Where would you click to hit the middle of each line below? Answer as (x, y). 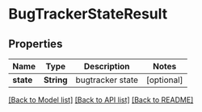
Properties (36, 44)
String (55, 80)
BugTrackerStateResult (88, 14)
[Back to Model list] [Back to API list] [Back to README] (101, 100)
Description (107, 66)
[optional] (164, 80)
